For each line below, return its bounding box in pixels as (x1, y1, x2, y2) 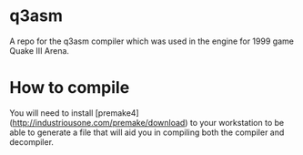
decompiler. (9, 136, 55, 147)
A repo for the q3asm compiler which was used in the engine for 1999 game (9, 36, 294, 46)
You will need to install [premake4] (9, 107, 139, 119)
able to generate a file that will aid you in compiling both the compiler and (9, 127, 285, 138)
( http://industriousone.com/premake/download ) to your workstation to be (9, 117, 285, 128)
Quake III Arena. (9, 45, 70, 56)
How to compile (9, 77, 130, 98)
